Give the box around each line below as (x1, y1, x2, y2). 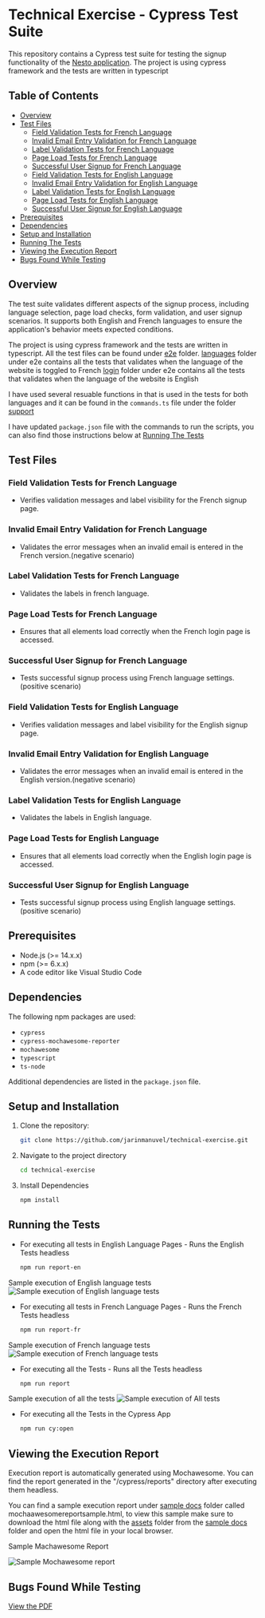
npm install (19, 1196, 60, 1204)
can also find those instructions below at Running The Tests (8, 430, 205, 440)
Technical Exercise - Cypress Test (8, 6, 239, 24)
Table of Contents (8, 89, 99, 103)
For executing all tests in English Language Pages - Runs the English (19, 1239, 244, 1249)
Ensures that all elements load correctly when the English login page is (19, 851, 252, 860)
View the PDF (8, 1601, 53, 1611)
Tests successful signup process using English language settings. (19, 897, 236, 907)
